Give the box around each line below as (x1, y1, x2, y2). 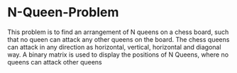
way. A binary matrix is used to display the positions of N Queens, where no (7, 50, 229, 59)
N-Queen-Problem (7, 4, 119, 21)
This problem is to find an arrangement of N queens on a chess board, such (7, 28, 229, 36)
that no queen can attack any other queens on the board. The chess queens (7, 35, 230, 43)
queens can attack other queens (7, 57, 103, 66)
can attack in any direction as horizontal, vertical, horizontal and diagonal (7, 43, 221, 51)
